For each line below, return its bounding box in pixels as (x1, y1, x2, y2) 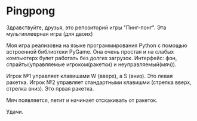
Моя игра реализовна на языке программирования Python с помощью (6, 42, 187, 49)
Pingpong (6, 4, 56, 18)
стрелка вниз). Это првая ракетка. (6, 85, 94, 92)
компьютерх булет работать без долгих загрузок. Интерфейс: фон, (6, 54, 177, 61)
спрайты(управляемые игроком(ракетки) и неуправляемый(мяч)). (6, 61, 177, 68)
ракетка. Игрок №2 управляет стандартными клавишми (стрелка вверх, (6, 79, 192, 86)
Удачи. (6, 108, 24, 115)
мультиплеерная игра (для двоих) (6, 30, 93, 37)
